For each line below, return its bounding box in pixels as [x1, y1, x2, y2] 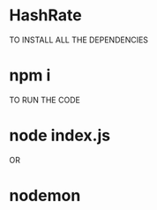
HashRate [9, 5, 82, 26]
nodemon [9, 186, 81, 206]
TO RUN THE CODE [9, 94, 81, 105]
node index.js [9, 125, 111, 146]
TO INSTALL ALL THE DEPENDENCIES [9, 34, 148, 45]
